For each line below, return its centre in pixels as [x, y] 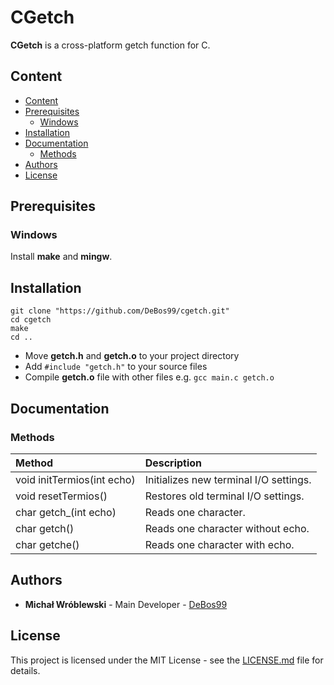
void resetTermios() [61, 496]
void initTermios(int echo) [75, 479]
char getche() [47, 544]
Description [173, 463]
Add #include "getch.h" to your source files [116, 367]
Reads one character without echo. [227, 528]
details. [25, 670]
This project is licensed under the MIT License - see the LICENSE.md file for [167, 660]
